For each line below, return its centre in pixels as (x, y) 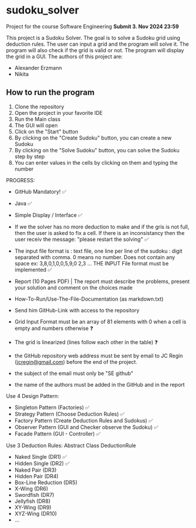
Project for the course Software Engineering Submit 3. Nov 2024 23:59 (93, 26)
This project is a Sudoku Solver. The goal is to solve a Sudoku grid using (93, 38)
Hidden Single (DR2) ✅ (42, 463)
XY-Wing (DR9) (33, 507)
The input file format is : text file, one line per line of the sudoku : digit (98, 251)
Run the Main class (37, 119)
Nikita (22, 74)
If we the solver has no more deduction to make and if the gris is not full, (102, 227)
